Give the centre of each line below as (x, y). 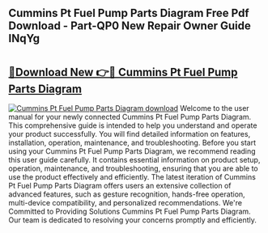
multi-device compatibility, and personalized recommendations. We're (125, 203)
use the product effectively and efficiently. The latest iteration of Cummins (132, 177)
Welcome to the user (215, 108)
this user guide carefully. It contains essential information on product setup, (134, 160)
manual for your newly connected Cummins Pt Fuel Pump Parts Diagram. (130, 117)
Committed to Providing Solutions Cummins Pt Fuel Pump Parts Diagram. (130, 211)
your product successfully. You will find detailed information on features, (130, 134)
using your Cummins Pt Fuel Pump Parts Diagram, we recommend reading (132, 151)
